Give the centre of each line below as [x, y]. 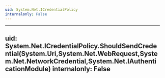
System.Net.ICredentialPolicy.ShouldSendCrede [81, 46]
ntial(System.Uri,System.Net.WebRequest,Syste [82, 53]
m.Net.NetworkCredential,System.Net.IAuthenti [81, 61]
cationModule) [28, 69]
